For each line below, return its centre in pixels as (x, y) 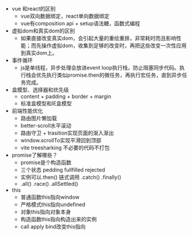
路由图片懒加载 (39, 118)
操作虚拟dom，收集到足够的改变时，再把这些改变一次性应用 (114, 45)
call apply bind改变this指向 (53, 227)
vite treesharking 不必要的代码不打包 (65, 147)
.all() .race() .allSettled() (49, 184)
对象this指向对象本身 (46, 212)
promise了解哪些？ (35, 155)
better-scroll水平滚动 (46, 125)
